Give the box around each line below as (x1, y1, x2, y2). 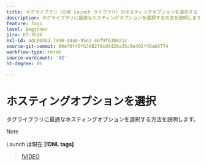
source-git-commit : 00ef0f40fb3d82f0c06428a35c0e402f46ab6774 (6, 44, 169, 50)
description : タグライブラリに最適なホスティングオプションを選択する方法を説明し (6, 15, 193, 21)
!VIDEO (21, 153, 40, 160)
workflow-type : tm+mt (6, 49, 62, 55)
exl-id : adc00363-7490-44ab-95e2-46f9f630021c (6, 38, 128, 44)
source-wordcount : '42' (6, 55, 67, 61)
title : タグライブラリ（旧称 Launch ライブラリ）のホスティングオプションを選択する (6, 9, 198, 15)
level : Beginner (6, 26, 48, 33)
